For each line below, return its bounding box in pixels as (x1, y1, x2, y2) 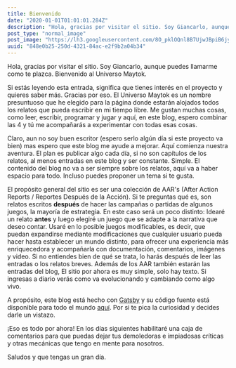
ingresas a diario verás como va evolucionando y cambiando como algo (7, 275, 216, 283)
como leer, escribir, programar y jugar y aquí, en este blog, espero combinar (7, 113, 228, 121)
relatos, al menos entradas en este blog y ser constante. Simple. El (7, 157, 200, 165)
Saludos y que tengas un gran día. (7, 353, 107, 361)
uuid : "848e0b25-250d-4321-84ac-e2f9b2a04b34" (7, 43, 146, 50)
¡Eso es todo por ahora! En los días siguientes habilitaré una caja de (7, 324, 203, 332)
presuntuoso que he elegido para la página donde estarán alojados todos (7, 98, 219, 106)
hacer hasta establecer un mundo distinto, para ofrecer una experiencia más (7, 237, 229, 246)
